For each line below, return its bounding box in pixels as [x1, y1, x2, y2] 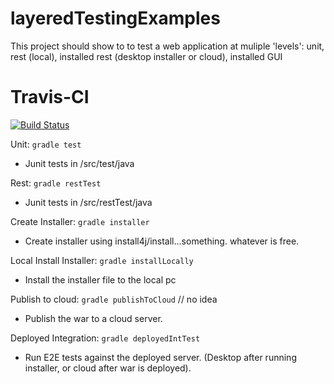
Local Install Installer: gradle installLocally [10, 254, 194, 266]
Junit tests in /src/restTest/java [24, 196, 153, 208]
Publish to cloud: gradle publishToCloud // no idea [10, 293, 218, 305]
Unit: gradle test [10, 138, 82, 150]
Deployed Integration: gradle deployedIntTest [10, 332, 201, 344]
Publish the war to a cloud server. [24, 312, 163, 324]
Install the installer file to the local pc [24, 273, 177, 286]
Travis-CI [10, 86, 90, 109]
